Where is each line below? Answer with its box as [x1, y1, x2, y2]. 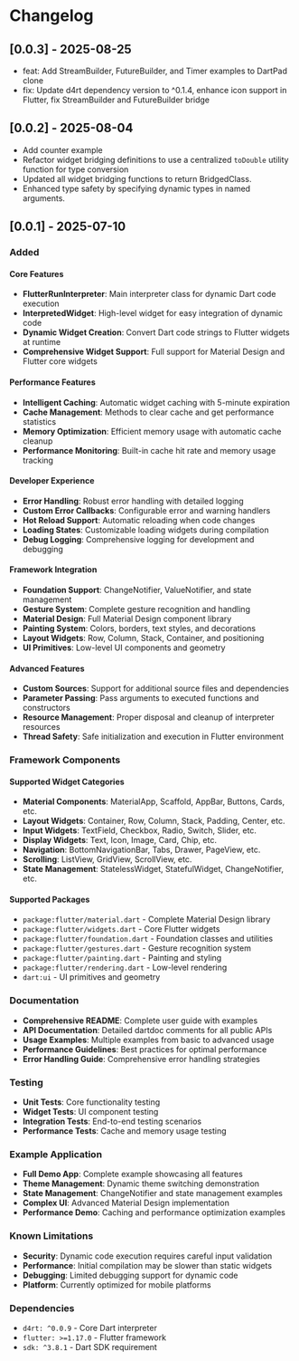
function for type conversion [22, 164, 129, 175]
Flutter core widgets [22, 356, 98, 367]
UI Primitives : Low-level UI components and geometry [22, 642, 226, 653]
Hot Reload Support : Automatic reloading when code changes [22, 514, 256, 525]
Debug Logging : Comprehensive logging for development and [22, 533, 255, 544]
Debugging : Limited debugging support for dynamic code [22, 1270, 238, 1280]
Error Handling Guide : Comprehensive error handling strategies [22, 1053, 260, 1064]
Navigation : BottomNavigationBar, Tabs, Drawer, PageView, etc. [22, 844, 261, 856]
